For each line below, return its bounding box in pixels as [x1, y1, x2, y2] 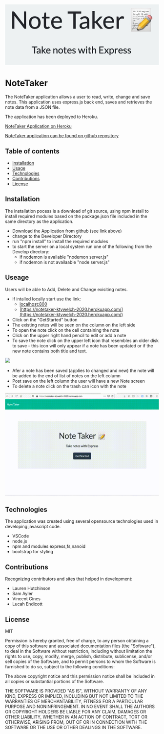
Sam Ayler [12, 590, 33, 597]
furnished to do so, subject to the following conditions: [5, 664, 115, 670]
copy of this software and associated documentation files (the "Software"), [5, 643, 156, 649]
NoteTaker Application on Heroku [5, 123, 72, 129]
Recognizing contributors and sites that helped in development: [5, 576, 133, 582]
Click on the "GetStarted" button [12, 317, 78, 322]
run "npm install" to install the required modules [12, 238, 108, 244]
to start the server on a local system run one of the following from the [12, 244, 152, 249]
